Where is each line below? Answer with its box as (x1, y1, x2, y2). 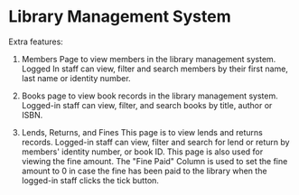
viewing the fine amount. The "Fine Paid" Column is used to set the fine (21, 155, 288, 166)
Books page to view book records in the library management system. (21, 90, 278, 101)
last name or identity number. (21, 72, 132, 83)
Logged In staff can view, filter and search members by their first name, (21, 63, 288, 74)
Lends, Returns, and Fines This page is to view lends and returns (21, 126, 264, 137)
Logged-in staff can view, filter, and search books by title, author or (21, 99, 273, 110)
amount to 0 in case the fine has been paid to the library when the (21, 165, 267, 176)
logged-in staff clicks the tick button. (21, 174, 160, 186)
